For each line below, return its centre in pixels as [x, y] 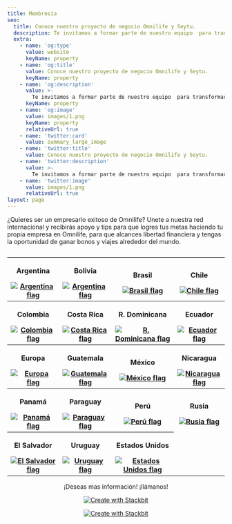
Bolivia [85, 271]
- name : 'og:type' [46, 46]
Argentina [33, 271]
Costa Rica [85, 314]
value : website [47, 53]
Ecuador [200, 314]
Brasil [143, 275]
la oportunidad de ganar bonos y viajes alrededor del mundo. [94, 242]
